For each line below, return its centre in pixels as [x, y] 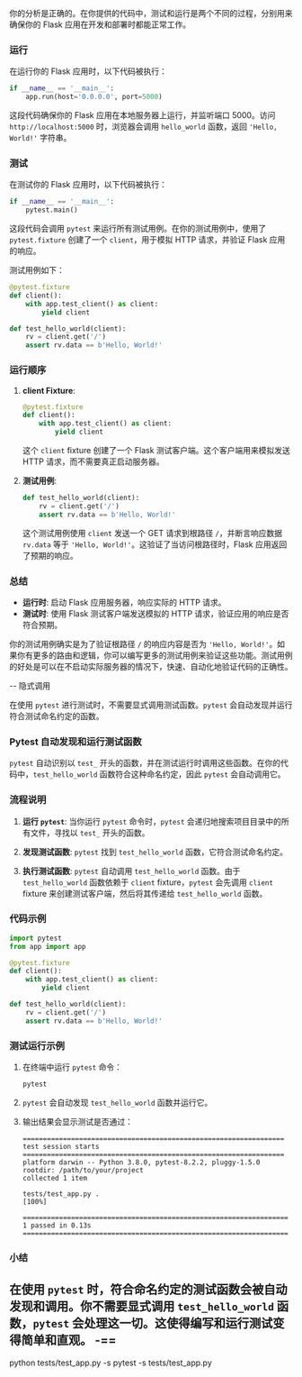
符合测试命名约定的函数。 [57, 716]
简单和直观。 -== [69, 1341]
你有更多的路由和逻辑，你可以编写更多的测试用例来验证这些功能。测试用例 [155, 655]
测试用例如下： [37, 270]
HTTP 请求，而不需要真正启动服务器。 [93, 461]
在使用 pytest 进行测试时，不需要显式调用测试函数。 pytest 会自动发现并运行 [151, 705]
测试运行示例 [37, 1045]
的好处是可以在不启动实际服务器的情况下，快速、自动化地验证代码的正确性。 [151, 666]
